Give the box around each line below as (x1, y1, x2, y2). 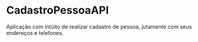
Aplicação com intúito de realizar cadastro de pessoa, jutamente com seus (6, 23, 192, 30)
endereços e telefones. (6, 29, 64, 36)
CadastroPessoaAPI (6, 4, 109, 17)
